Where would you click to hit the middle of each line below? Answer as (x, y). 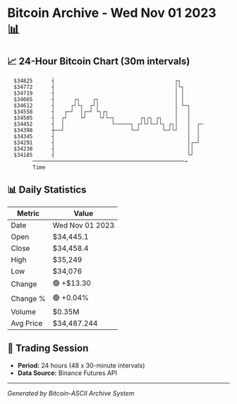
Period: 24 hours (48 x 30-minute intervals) (81, 365)
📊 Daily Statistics (47, 190)
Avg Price (27, 323)
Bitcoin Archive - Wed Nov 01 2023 (112, 13)
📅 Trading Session (48, 349)
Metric (29, 213)
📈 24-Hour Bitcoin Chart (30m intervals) (99, 61)
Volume (24, 311)
